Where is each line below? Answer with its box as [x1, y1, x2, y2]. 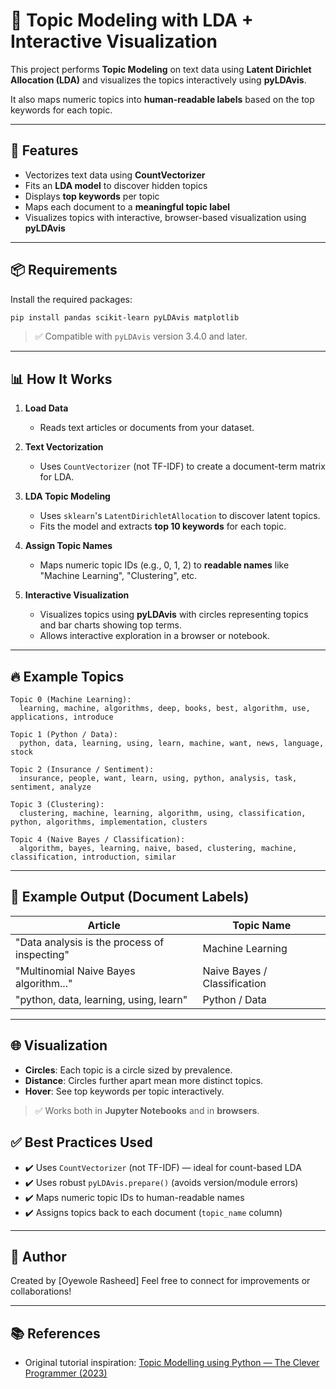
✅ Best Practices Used [10, 1134, 153, 1151]
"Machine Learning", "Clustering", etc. [39, 570, 198, 582]
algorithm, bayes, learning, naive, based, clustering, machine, [19, 844, 298, 854]
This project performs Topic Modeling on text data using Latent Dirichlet [10, 63, 312, 75]
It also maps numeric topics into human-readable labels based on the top [10, 93, 315, 105]
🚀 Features [10, 142, 79, 159]
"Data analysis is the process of [15, 935, 165, 949]
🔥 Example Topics [10, 668, 125, 685]
